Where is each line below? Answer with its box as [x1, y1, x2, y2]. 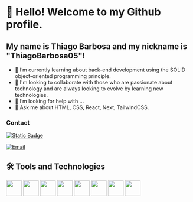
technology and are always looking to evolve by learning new [14, 85, 163, 92]
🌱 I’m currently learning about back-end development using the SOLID [14, 66, 186, 73]
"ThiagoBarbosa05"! [6, 50, 86, 61]
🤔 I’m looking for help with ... [14, 97, 84, 105]
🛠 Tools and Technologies [6, 161, 105, 171]
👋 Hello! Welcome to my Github [6, 5, 161, 19]
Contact [6, 118, 30, 126]
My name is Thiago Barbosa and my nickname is [6, 41, 188, 51]
